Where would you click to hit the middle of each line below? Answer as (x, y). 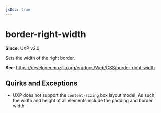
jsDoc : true (18, 10)
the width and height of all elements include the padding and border (83, 101)
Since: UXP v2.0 (22, 48)
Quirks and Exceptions (41, 83)
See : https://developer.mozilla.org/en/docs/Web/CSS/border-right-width (80, 67)
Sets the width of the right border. (40, 58)
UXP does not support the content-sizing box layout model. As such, (84, 95)
